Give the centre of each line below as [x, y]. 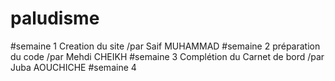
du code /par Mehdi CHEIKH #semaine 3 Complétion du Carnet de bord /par [167, 56]
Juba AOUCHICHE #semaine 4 [73, 67]
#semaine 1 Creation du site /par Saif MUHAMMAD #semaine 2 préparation [165, 46]
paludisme [55, 18]
